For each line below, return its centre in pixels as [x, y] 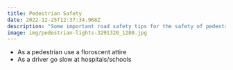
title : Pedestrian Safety [44, 13]
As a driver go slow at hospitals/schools [74, 60]
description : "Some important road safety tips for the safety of [105, 26]
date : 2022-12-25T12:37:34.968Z [54, 20]
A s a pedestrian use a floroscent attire [72, 52]
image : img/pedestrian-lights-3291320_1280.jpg [77, 33]
